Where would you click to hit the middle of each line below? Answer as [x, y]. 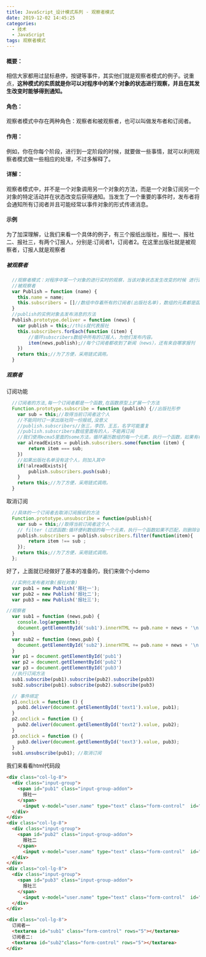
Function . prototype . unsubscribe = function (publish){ [82, 518]
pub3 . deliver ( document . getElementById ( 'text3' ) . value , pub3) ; [98, 742]
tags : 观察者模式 [26, 41]
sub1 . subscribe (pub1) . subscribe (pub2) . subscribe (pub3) [83, 679]
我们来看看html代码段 [33, 766]
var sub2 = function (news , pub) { [56, 639]
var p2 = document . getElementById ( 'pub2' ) [67, 662]
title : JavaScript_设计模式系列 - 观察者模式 [60, 12]
